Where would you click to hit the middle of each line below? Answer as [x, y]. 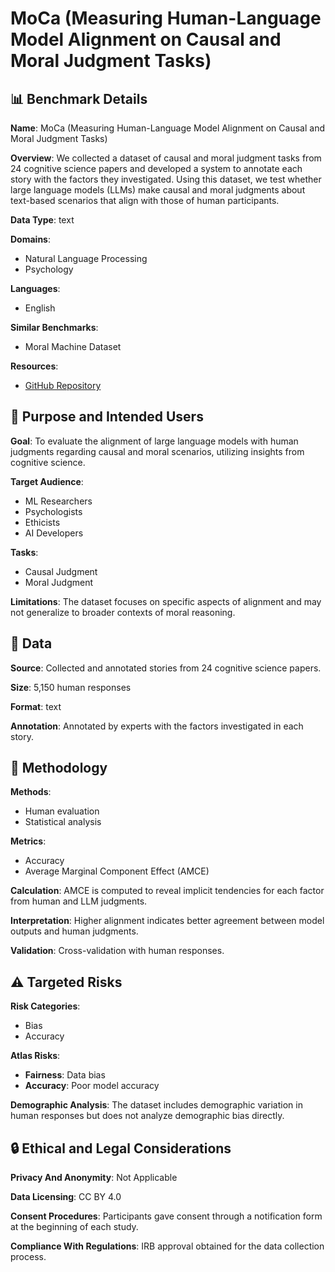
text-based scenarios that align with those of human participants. [145, 200]
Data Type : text [42, 220]
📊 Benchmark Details [79, 98]
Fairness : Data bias [65, 1075]
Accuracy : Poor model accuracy [92, 1086]
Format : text [36, 706]
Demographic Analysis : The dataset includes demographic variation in [156, 1105]
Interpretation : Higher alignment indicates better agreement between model [167, 921]
